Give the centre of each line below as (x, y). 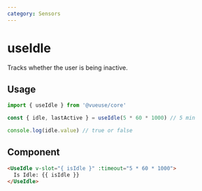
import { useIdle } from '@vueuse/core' (67, 105)
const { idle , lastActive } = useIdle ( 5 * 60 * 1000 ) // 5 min (101, 118)
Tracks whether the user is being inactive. (67, 68)
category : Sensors (34, 14)
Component (34, 152)
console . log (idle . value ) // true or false (70, 131)
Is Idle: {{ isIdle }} (46, 175)
